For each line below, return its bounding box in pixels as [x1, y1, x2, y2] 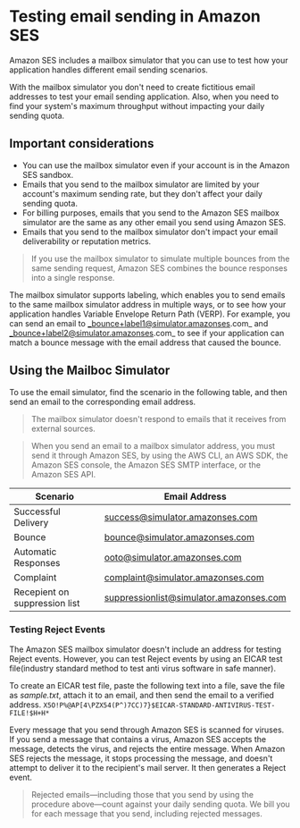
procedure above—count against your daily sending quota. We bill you [30, 798, 290, 809]
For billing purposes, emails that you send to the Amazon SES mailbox [21, 207, 279, 218]
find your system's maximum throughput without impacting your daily [9, 100, 265, 111]
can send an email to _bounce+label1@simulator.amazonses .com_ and [9, 317, 269, 328]
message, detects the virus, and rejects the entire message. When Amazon [9, 743, 286, 754]
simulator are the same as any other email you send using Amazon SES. [21, 216, 287, 227]
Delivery [13, 516, 49, 528]
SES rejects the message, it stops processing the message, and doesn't [9, 753, 273, 764]
